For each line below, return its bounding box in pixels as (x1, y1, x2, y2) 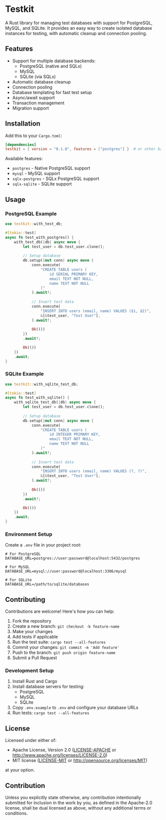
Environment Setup (5, 531, 53, 538)
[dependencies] (5, 142, 37, 147)
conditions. (5, 810, 28, 817)
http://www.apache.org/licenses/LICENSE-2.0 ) (12, 752, 108, 758)
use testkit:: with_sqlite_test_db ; (5, 382, 79, 387)
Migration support (12, 105, 49, 111)
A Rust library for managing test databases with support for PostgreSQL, (5, 20, 153, 26)
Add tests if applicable (12, 634, 58, 640)
